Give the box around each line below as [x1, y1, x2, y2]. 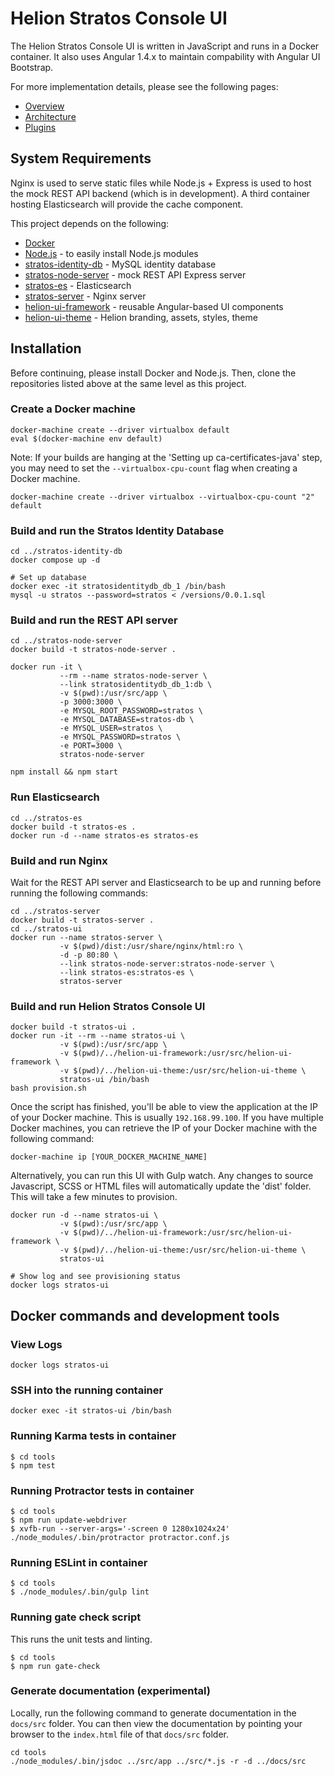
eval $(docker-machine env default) [10, 433, 163, 444]
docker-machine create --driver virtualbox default [10, 425, 230, 435]
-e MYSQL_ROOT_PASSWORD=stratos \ [59, 706, 203, 716]
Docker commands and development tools [10, 1307, 280, 1324]
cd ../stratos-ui [10, 924, 83, 934]
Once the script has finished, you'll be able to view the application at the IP [10, 1101, 318, 1113]
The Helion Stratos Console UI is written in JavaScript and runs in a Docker [10, 40, 320, 52]
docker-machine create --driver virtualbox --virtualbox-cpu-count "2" [10, 492, 315, 502]
